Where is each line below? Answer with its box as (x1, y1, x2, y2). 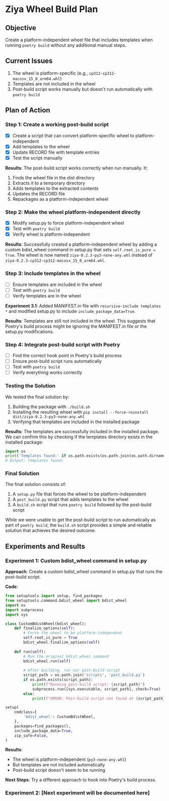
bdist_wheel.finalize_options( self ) (23, 640, 100, 645)
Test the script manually (12, 155, 63, 161)
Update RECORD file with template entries (12, 149, 100, 155)
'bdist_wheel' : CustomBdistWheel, (23, 715, 96, 720)
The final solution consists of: (5, 481, 66, 487)
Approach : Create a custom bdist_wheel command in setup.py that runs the (5, 569, 162, 575)
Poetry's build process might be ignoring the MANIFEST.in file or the (5, 323, 147, 329)
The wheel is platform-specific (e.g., (12, 70, 88, 76)
